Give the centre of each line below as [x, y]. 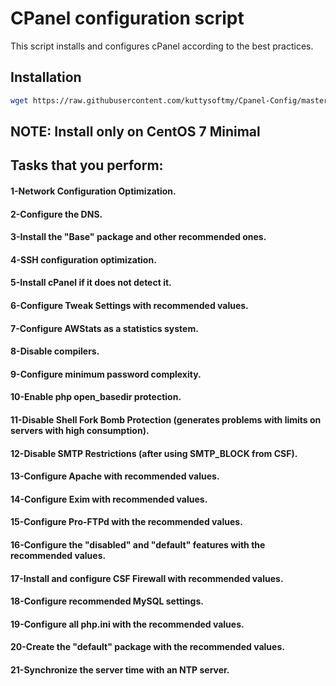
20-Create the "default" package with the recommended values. [147, 647]
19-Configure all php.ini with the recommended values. [127, 624]
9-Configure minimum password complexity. [106, 374]
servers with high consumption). [80, 430]
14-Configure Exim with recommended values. [109, 499]
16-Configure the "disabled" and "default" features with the [138, 544]
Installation [46, 77]
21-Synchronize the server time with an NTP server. [120, 669]
